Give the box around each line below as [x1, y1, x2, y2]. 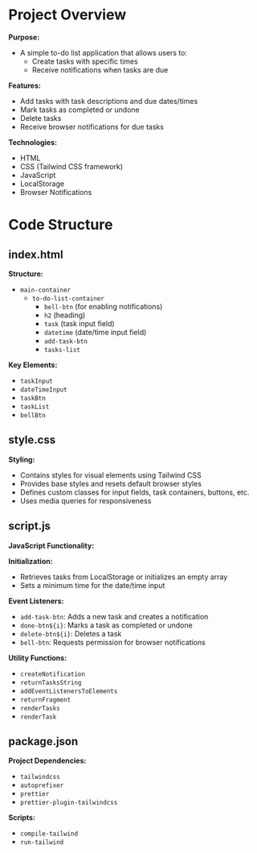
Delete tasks [19, 113, 62, 122]
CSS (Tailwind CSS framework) [19, 161, 123, 171]
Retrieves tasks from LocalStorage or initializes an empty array [19, 572, 228, 582]
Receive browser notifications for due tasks [19, 122, 165, 131]
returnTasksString [19, 678, 82, 686]
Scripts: [8, 813, 36, 822]
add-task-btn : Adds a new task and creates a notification [19, 611, 209, 621]
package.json [8, 735, 79, 748]
